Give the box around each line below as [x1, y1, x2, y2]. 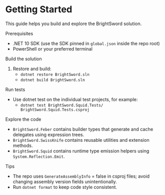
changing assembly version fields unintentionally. [12, 178, 117, 185]
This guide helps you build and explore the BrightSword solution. [5, 20, 142, 27]
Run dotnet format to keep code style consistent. [12, 184, 117, 190]
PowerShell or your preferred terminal [12, 46, 93, 52]
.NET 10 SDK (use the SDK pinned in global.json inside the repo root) [12, 40, 160, 47]
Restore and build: [12, 66, 52, 72]
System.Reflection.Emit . [12, 153, 65, 159]
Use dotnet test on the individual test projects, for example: [12, 96, 138, 102]
